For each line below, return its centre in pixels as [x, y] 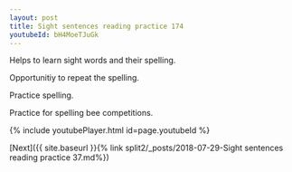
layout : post [34, 18]
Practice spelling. [42, 95]
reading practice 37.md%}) [60, 158]
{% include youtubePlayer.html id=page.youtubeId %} [110, 130]
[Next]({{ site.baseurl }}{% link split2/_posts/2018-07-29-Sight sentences [146, 148]
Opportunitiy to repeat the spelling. [75, 78]
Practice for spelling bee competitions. [81, 113]
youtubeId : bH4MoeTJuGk [54, 34]
